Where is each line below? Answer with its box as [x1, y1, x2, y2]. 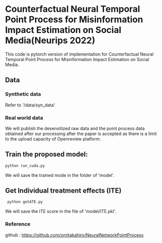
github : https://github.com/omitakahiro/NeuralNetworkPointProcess [5, 232, 144, 238]
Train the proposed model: [5, 150, 88, 159]
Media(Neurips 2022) [5, 35, 96, 46]
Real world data [5, 114, 43, 121]
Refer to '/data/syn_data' [5, 102, 56, 108]
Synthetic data [5, 91, 41, 98]
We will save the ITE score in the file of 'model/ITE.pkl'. [5, 208, 117, 214]
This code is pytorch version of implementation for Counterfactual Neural [5, 51, 154, 57]
